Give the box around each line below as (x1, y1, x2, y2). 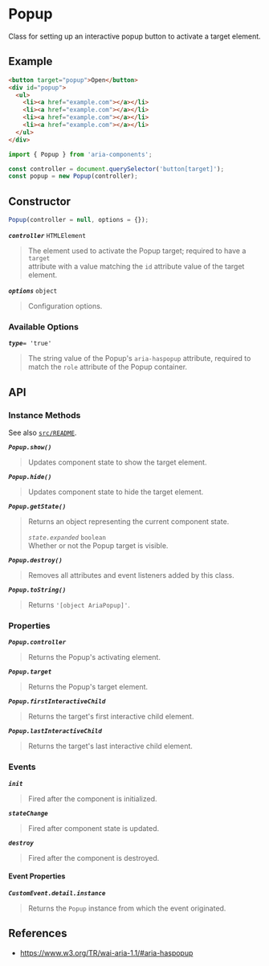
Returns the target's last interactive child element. (27, 741, 193, 751)
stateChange (8, 809, 48, 817)
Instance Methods (8, 409, 81, 420)
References (8, 927, 67, 940)
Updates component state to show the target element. (27, 457, 207, 467)
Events (8, 761, 36, 772)
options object (8, 287, 58, 295)
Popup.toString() (8, 586, 67, 594)
